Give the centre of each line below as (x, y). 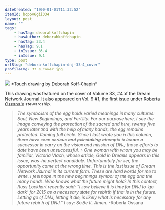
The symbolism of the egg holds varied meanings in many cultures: (86, 113)
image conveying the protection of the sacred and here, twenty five (86, 124)
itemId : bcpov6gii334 (27, 14)
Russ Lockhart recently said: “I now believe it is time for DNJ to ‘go (85, 187)
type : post (16, 60)
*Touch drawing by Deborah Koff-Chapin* (54, 84)
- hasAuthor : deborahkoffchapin (47, 37)
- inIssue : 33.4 (31, 51)
